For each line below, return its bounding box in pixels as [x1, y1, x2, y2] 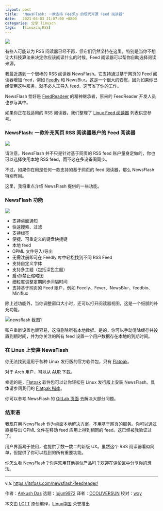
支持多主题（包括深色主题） [12, 266, 68, 272]
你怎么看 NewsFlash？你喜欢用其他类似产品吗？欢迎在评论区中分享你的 [5, 460, 147, 466]
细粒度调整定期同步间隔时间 [12, 279, 68, 284]
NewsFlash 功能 [5, 197, 43, 204]
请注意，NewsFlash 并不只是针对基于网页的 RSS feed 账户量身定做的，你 [5, 151, 151, 156]
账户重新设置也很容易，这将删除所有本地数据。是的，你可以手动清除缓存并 [5, 327, 154, 333]
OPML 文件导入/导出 [12, 248, 53, 254]
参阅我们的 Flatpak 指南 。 [13, 385, 65, 391]
